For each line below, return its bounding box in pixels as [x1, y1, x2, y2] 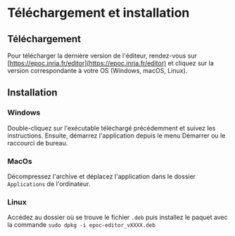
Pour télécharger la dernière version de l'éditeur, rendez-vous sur [7, 51, 197, 60]
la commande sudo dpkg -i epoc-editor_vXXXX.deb [7, 221, 156, 229]
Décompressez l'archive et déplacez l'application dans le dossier [7, 172, 196, 181]
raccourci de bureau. [7, 138, 68, 147]
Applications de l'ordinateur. [7, 179, 91, 188]
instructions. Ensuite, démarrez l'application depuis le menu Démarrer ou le [7, 131, 226, 140]
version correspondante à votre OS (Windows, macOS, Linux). [7, 67, 188, 74]
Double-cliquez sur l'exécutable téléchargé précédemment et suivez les [7, 124, 216, 132]
